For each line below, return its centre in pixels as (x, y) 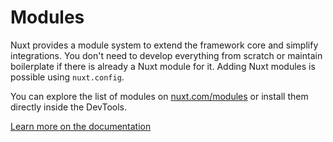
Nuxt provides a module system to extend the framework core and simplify (164, 45)
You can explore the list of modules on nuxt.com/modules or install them (159, 96)
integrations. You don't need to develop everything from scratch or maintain (166, 55)
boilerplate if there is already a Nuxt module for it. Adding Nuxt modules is (163, 66)
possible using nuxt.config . (67, 77)
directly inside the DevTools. (69, 107)
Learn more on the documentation (81, 126)
